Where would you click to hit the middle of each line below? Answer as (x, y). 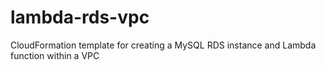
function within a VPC (55, 55)
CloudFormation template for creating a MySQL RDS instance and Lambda (163, 45)
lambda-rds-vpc (80, 17)
